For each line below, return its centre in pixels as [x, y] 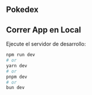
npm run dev [21, 55]
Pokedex [23, 10]
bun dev [16, 88]
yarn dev [17, 65]
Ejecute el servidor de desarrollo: [46, 44]
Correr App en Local [44, 30]
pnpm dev [17, 77]
